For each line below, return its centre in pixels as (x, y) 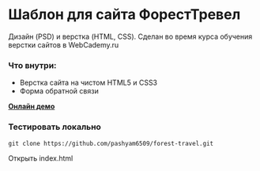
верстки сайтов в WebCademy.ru (64, 44)
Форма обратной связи (59, 91)
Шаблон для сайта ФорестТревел (124, 15)
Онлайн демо (32, 106)
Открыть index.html (41, 158)
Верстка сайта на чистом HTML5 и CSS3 (89, 83)
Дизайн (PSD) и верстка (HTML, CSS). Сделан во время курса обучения (130, 36)
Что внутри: (32, 65)
